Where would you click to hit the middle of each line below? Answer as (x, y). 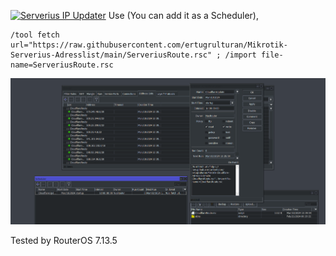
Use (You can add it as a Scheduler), (184, 15)
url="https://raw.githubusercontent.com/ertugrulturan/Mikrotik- (149, 45)
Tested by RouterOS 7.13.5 (64, 240)
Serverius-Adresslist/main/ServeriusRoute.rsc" (111, 55)
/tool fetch (35, 35)
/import (240, 55)
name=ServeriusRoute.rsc (62, 65)
